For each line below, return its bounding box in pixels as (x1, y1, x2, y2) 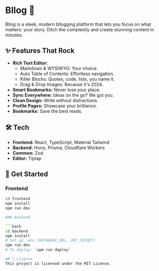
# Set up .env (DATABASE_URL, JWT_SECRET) (5, 238, 96, 243)
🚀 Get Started (5, 170, 48, 178)
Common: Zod (12, 150, 43, 156)
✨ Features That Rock (5, 46, 74, 55)
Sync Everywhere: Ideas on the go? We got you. (12, 92, 114, 98)
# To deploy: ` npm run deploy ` (5, 247, 71, 252)
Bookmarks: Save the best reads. (12, 108, 83, 114)
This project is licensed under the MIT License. (5, 261, 112, 266)
